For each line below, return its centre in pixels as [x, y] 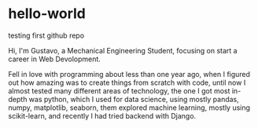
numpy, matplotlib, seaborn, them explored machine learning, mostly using [129, 108]
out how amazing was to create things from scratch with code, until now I [127, 82]
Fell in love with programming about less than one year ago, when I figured [129, 74]
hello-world [47, 14]
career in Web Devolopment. [54, 59]
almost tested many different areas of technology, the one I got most [119, 90]
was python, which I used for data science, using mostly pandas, [134, 99]
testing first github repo [46, 35]
